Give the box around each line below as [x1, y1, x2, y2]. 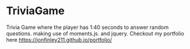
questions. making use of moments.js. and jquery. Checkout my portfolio [6, 30, 185, 37]
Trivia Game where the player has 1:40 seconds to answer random [6, 24, 169, 31]
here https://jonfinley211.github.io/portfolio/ [6, 36, 112, 43]
